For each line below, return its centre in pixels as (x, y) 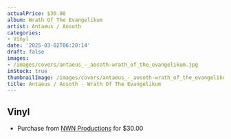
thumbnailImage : (30, 77)
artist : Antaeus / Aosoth (44, 26)
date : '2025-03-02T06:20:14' (49, 45)
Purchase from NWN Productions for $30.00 (80, 129)
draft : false (26, 52)
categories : (24, 33)
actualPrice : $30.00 (37, 13)
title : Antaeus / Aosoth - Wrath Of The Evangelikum (84, 84)
